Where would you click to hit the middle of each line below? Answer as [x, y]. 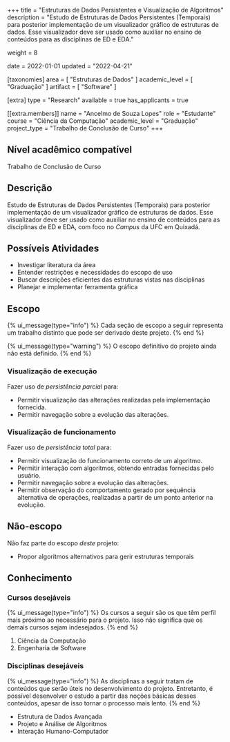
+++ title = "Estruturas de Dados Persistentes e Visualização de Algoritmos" [115, 10]
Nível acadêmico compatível [70, 150]
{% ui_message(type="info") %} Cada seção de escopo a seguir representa [115, 325]
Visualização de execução [52, 371]
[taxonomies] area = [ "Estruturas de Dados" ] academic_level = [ [100, 79]
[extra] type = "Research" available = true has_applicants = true [98, 100]
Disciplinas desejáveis [46, 666]
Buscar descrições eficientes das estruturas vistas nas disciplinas [111, 280]
